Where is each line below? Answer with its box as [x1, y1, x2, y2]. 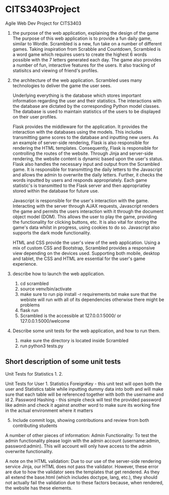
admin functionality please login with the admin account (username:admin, [5, 438, 160, 444]
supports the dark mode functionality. [12, 229, 91, 235]
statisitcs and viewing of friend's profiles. [12, 67, 99, 74]
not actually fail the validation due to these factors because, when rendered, [5, 479, 164, 485]
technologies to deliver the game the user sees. [12, 82, 112, 89]
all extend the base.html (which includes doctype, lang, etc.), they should [5, 474, 158, 480]
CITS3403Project [5, 4, 80, 15]
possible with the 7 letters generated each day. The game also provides [12, 56, 161, 63]
